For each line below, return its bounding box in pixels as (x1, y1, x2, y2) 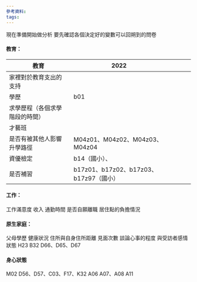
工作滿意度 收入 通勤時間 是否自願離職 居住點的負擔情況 (6, 206, 141, 213)
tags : (6, 14, 19, 20)
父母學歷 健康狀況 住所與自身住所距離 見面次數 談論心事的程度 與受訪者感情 (6, 235, 188, 242)
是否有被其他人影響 (9, 134, 63, 142)
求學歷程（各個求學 (9, 104, 63, 112)
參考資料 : (6, 8, 26, 15)
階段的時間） (9, 113, 45, 121)
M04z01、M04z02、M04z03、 (73, 135, 163, 144)
